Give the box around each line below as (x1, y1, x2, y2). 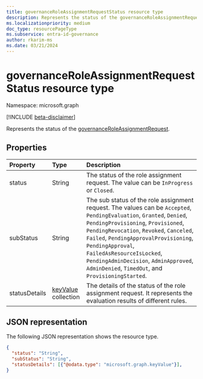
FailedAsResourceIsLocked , (86, 249, 163, 257)
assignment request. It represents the (86, 289, 193, 297)
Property (9, 160, 36, 169)
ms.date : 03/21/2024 (6, 43, 59, 49)
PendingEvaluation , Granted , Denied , (86, 211, 188, 219)
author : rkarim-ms (6, 37, 53, 43)
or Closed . (86, 186, 115, 194)
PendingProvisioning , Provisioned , (86, 219, 184, 227)
